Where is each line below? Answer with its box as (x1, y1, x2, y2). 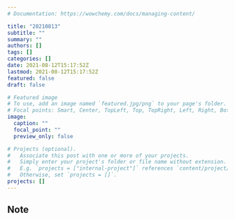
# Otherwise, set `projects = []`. (7, 172, 117, 179)
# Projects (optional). (7, 145, 77, 152)
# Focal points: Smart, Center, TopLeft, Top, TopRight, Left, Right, (7, 107, 218, 114)
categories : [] (7, 55, 52, 63)
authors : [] (7, 43, 42, 50)
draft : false (7, 81, 45, 88)
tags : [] (7, 49, 33, 56)
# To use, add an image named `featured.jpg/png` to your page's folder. (7, 101, 227, 108)
